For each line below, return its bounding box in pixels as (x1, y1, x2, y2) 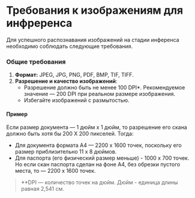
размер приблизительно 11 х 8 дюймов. (14, 148, 117, 155)
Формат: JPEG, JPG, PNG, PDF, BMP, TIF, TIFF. (14, 71, 134, 79)
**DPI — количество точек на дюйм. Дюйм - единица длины (20, 179, 178, 186)
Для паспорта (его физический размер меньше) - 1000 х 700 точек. (14, 154, 190, 162)
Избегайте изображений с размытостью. (23, 97, 130, 104)
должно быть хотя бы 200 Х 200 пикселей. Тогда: (6, 130, 134, 137)
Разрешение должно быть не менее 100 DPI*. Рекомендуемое (23, 84, 185, 91)
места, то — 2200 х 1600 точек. (14, 167, 96, 175)
